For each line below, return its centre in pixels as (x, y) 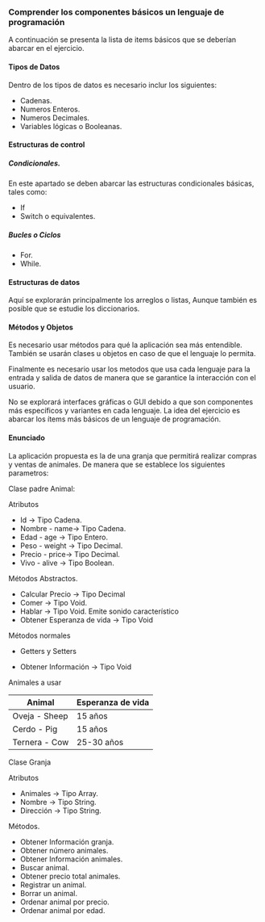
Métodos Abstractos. (43, 578)
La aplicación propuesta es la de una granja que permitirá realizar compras (133, 455)
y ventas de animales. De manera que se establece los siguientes (117, 464)
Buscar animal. (45, 867)
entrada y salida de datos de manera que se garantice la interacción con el (132, 378)
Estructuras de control (47, 145)
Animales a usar (35, 682)
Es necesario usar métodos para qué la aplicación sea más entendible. (126, 345)
